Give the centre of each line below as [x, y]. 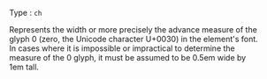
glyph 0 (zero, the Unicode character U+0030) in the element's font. [133, 39]
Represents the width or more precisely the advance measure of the [133, 29]
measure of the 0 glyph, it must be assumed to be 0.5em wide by [128, 57]
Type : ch [26, 13]
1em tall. [24, 67]
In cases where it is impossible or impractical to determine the [122, 48]
